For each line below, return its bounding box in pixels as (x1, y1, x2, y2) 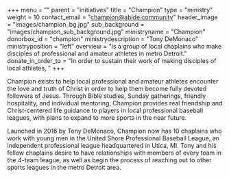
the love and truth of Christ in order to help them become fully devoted (7, 85, 207, 92)
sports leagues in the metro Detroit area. (7, 164, 121, 171)
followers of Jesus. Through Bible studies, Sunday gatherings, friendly (7, 92, 206, 100)
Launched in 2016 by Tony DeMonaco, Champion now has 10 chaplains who (7, 127, 222, 135)
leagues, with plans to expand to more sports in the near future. (7, 114, 187, 122)
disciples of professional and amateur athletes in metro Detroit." (7, 49, 187, 58)
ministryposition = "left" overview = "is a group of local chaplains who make (7, 42, 222, 50)
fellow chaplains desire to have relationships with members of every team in (7, 149, 221, 157)
